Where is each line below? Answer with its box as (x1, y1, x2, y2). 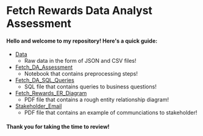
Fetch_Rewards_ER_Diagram (15, 90, 87, 97)
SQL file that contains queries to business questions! (24, 83, 157, 90)
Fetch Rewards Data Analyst (6, 4, 152, 18)
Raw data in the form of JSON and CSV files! (24, 57, 137, 65)
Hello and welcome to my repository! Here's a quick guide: (6, 37, 157, 45)
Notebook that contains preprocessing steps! (24, 70, 138, 77)
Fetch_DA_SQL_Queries (15, 77, 74, 84)
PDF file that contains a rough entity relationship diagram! (24, 96, 169, 104)
